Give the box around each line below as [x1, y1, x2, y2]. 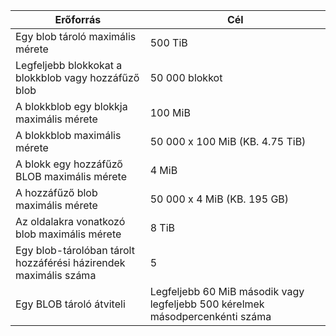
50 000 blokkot [149, 71, 223, 84]
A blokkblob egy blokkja [15, 100, 128, 113]
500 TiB [149, 36, 188, 49]
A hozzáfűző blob [15, 186, 98, 199]
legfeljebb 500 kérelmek [149, 297, 265, 311]
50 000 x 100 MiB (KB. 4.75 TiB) [149, 135, 307, 148]
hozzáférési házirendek [15, 256, 126, 269]
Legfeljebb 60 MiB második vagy [149, 285, 305, 298]
